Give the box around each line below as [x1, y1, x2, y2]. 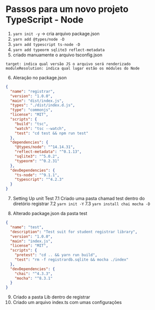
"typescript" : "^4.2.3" [14, 177, 64, 182]
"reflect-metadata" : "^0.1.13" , [14, 149, 82, 154]
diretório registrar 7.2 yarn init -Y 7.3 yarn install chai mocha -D [12, 201, 151, 207]
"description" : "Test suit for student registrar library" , [10, 229, 138, 234]
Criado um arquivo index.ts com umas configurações [12, 300, 122, 306]
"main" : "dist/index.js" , [10, 98, 64, 103]
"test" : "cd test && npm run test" [14, 131, 89, 136]
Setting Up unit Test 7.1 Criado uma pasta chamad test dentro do [12, 196, 145, 202]
